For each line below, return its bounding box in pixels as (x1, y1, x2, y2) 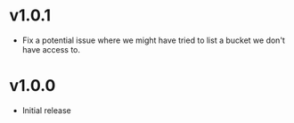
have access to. (21, 44, 81, 54)
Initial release (21, 104, 71, 116)
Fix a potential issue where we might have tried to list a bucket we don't (21, 35, 285, 45)
